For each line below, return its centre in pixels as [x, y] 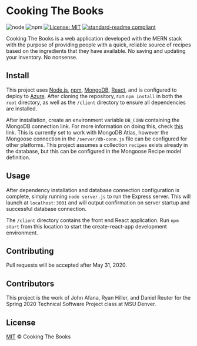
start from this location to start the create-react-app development [87, 226]
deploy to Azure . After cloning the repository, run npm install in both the [94, 96]
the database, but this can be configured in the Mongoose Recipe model [94, 151]
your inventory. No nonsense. [42, 57]
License [21, 322]
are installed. [22, 108]
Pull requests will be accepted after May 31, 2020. [67, 265]
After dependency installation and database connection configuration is [93, 190]
